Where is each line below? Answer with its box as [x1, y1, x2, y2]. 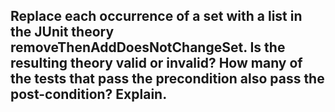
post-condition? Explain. [10, 86, 168, 103]
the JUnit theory [10, 24, 115, 41]
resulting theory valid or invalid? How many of [10, 55, 303, 72]
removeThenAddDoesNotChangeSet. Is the [10, 39, 286, 56]
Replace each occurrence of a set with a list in [10, 8, 303, 25]
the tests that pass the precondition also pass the [10, 70, 325, 88]
